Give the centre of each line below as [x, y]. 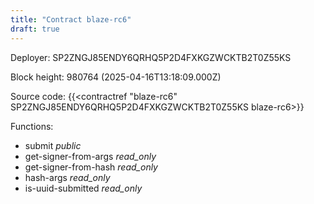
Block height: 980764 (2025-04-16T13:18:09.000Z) [116, 77]
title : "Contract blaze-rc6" [71, 19]
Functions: [32, 126]
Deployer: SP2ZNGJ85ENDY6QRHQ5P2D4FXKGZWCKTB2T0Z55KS [151, 57]
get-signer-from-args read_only [90, 156]
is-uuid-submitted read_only [83, 188]
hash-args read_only [67, 177]
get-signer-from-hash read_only [91, 167]
